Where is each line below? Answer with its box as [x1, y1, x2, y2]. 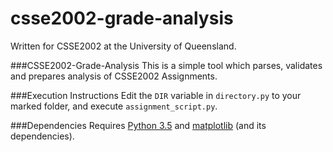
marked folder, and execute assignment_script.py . [10, 100, 218, 112]
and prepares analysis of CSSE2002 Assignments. [10, 70, 218, 82]
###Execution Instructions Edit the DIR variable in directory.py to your [10, 89, 302, 101]
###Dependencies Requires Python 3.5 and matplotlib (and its [10, 119, 267, 131]
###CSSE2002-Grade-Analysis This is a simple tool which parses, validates [10, 59, 323, 71]
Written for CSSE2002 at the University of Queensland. [10, 40, 237, 52]
